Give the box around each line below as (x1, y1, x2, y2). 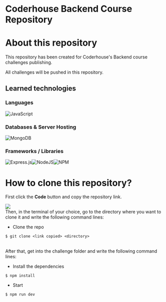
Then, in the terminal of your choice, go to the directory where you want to (5, 209, 161, 215)
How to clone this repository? (5, 177, 132, 189)
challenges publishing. (5, 59, 52, 66)
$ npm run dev (5, 292, 36, 297)
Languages (5, 99, 34, 106)
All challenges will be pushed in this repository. (5, 69, 104, 75)
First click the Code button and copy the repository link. (5, 194, 122, 200)
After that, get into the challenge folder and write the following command (5, 248, 157, 254)
